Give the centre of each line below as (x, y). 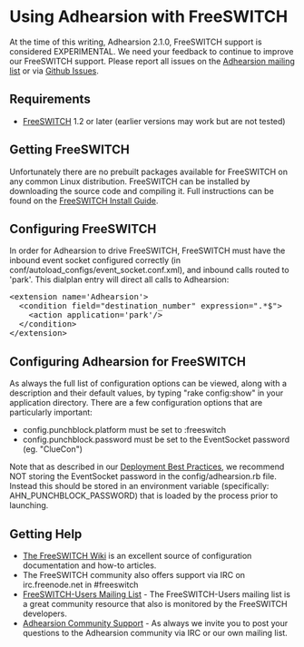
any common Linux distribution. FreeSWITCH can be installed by (130, 181)
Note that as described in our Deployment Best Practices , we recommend (147, 467)
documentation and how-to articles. (89, 565)
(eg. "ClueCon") (53, 449)
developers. (45, 613)
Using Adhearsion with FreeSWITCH (149, 17)
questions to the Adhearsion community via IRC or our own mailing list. (155, 633)
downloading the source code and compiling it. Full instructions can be (142, 191)
